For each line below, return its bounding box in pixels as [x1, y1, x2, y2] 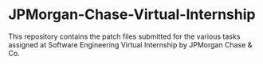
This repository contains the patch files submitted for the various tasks [8, 32, 241, 41]
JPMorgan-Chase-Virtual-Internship [8, 6, 256, 24]
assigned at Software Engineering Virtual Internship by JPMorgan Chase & [8, 40, 253, 49]
